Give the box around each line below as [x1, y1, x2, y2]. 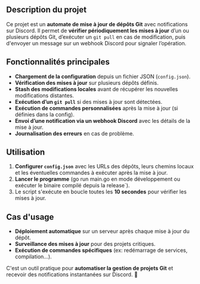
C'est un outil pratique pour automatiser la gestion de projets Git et [6, 265, 173, 272]
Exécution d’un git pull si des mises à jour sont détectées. [14, 98, 163, 105]
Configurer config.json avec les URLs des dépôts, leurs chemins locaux [14, 163, 194, 170]
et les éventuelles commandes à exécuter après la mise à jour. [14, 169, 168, 177]
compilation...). [14, 253, 52, 260]
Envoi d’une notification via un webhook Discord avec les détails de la [14, 117, 190, 124]
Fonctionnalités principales [6, 57, 110, 67]
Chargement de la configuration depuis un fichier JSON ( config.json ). [14, 73, 191, 80]
